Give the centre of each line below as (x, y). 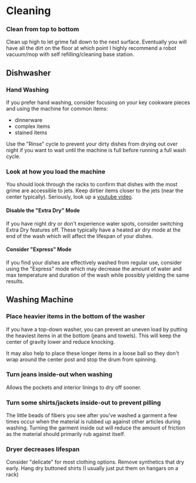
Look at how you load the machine (56, 172)
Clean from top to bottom (43, 29)
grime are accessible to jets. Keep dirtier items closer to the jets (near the (95, 191)
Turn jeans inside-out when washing (59, 374)
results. (15, 281)
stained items (31, 133)
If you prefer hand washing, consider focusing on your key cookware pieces (98, 103)
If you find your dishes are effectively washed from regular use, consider (94, 262)
